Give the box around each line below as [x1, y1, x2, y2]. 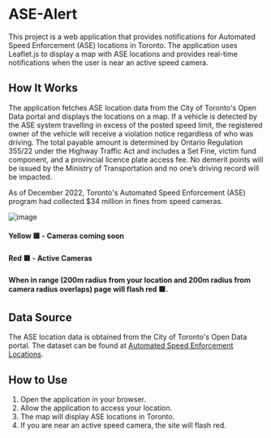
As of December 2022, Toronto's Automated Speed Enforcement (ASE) [8, 188, 246, 197]
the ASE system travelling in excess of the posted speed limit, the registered [8, 119, 263, 130]
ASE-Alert [8, 5, 78, 24]
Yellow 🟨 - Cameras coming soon [8, 231, 124, 241]
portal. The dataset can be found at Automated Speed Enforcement [8, 340, 234, 350]
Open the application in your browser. [19, 395, 147, 405]
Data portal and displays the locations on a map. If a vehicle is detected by [8, 111, 258, 121]
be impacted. [8, 171, 53, 181]
